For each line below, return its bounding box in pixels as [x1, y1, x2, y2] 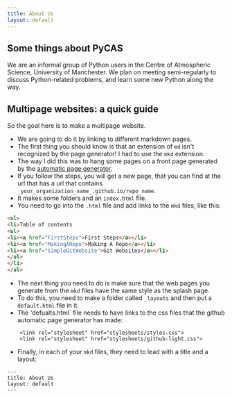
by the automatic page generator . [17, 165, 113, 173]
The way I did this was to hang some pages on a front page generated [17, 157, 218, 165]
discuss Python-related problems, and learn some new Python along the [7, 76, 214, 84]
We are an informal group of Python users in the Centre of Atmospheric [7, 60, 211, 69]
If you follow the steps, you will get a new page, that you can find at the [17, 172, 222, 181]
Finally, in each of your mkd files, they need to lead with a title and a [17, 348, 209, 356]
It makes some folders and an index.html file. [17, 194, 147, 202]
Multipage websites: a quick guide [7, 103, 159, 115]
